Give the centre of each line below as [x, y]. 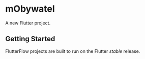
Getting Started [30, 39]
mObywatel [30, 9]
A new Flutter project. [28, 23]
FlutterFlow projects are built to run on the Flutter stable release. [73, 51]
